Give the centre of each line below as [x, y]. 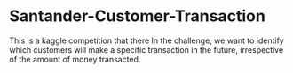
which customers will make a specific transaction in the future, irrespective [146, 49]
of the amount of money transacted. [75, 59]
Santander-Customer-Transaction [138, 16]
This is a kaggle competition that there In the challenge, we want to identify [146, 40]
